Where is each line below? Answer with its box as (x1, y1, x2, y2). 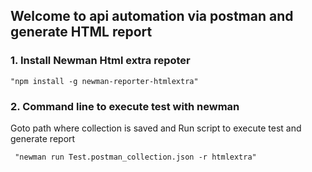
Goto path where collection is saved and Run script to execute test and (10, 122, 302, 134)
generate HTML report (10, 24, 153, 41)
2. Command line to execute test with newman (10, 99, 240, 113)
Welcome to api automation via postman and (10, 8, 294, 25)
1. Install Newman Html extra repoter (10, 54, 191, 68)
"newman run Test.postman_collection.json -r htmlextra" (14, 152, 257, 162)
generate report (10, 132, 76, 144)
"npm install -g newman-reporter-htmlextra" (10, 76, 199, 86)
